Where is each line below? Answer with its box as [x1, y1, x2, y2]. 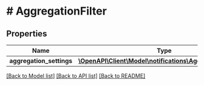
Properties [6, 29, 47, 39]
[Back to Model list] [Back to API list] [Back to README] [6, 72, 146, 80]
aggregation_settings [9, 56, 73, 65]
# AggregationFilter [6, 4, 107, 18]
